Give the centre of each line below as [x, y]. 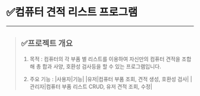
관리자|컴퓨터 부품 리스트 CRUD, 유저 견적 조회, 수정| [91, 86]
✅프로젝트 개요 [47, 43]
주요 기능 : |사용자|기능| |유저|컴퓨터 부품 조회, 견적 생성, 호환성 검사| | [111, 79]
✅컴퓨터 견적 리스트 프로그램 [72, 12]
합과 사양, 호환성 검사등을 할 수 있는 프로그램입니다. [102, 66]
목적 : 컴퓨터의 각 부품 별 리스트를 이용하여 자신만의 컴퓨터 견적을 [105, 59]
